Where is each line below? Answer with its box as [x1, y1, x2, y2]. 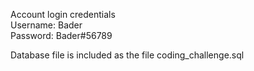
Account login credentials [10, 9, 116, 20]
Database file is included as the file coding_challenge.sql [10, 49, 245, 61]
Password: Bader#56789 [10, 30, 113, 41]
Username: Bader [10, 19, 83, 31]
